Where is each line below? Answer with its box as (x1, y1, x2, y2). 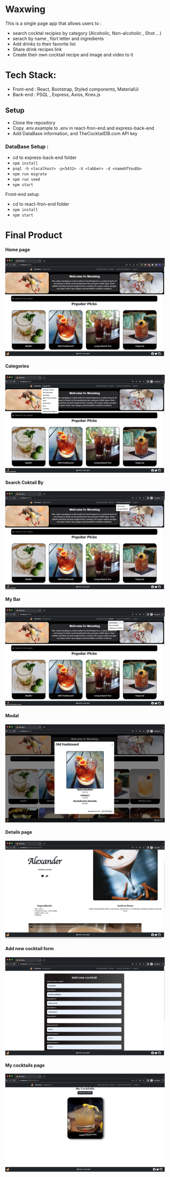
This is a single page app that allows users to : (5, 20, 102, 26)
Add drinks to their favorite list (12, 40, 76, 47)
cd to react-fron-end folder (12, 201, 69, 207)
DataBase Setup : (5, 143, 49, 150)
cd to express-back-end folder (12, 154, 77, 160)
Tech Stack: (5, 69, 57, 81)
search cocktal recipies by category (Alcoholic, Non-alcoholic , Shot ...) (12, 30, 162, 36)
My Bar (5, 596, 21, 602)
